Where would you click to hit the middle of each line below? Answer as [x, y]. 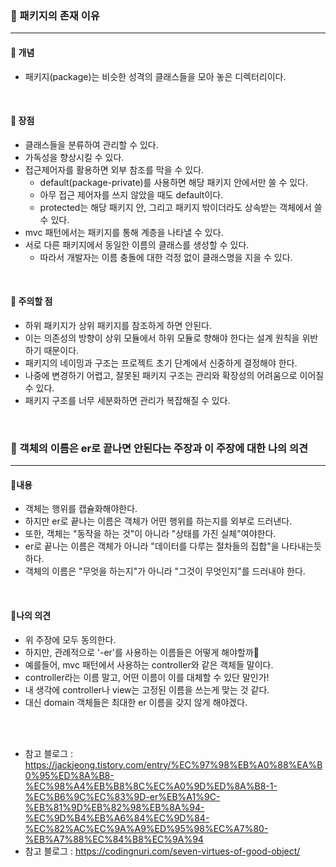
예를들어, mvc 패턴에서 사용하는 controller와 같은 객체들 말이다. [149, 664]
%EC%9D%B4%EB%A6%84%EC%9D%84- [117, 818]
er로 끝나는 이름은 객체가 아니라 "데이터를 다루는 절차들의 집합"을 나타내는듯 [173, 546]
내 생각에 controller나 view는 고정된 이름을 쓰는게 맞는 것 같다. [147, 689]
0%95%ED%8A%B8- [69, 775]
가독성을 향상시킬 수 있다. [74, 157]
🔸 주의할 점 [31, 301]
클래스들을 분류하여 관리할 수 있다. [91, 144]
